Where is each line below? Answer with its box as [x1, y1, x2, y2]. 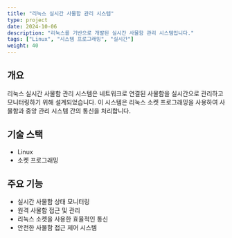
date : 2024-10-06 [7, 23, 57, 30]
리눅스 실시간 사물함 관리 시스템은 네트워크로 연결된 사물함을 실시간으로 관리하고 [7, 89, 224, 98]
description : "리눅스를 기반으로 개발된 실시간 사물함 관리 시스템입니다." [7, 29, 195, 37]
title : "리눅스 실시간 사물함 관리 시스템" [7, 10, 114, 17]
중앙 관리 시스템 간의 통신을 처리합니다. [25, 107, 132, 115]
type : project [7, 17, 48, 24]
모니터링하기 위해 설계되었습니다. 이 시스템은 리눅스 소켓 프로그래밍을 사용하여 [7, 98, 218, 106]
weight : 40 [7, 42, 39, 49]
